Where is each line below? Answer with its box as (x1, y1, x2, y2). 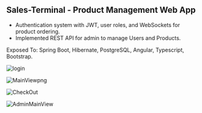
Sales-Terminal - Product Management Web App (6, 5, 196, 15)
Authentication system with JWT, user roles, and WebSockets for (15, 21, 180, 28)
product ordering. (15, 28, 60, 35)
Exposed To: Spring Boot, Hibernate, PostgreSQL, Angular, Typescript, (6, 46, 184, 53)
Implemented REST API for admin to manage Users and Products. (15, 34, 181, 42)
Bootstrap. (6, 52, 33, 60)
